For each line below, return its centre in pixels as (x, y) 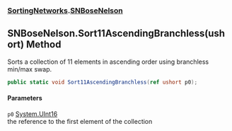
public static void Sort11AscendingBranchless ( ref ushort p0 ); (103, 82)
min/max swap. (29, 69)
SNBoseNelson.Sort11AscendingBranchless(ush (116, 34)
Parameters (25, 98)
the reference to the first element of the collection (80, 121)
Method (43, 45)
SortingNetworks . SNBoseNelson (65, 11)
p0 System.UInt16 (33, 114)
